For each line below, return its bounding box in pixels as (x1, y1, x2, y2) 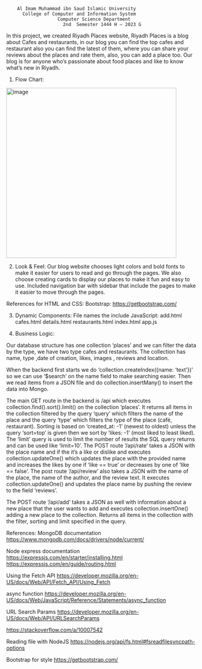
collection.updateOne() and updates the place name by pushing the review (6, 480, 192, 487)
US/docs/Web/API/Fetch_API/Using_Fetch (6, 579, 110, 585)
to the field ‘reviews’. (6, 487, 58, 494)
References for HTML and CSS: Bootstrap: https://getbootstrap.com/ (6, 300, 177, 307)
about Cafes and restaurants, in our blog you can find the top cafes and (6, 39, 184, 45)
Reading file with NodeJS (6, 638, 69, 645)
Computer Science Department (57, 16, 131, 22)
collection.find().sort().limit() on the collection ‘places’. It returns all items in (6, 404, 193, 410)
